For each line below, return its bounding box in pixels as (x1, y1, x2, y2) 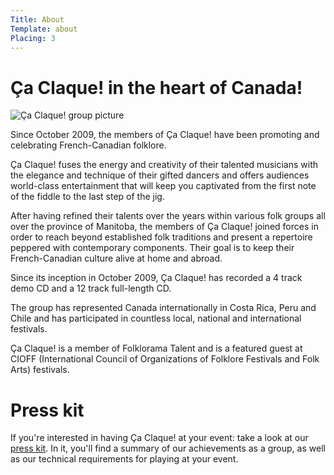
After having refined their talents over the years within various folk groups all (10, 210, 326, 222)
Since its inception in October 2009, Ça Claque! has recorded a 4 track (10, 272, 303, 284)
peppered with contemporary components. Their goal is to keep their (10, 242, 295, 254)
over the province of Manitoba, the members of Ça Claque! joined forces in (10, 221, 319, 233)
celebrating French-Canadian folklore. (10, 139, 167, 151)
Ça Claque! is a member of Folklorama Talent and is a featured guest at (10, 342, 303, 355)
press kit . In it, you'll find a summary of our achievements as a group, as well (10, 442, 326, 455)
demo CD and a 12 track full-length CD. (10, 282, 172, 295)
